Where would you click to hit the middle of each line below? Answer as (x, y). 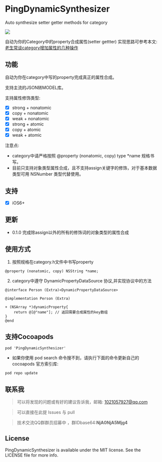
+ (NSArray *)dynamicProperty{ (37, 307)
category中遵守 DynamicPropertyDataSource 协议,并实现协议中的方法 (82, 280)
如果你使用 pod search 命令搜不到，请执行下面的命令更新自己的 (76, 358)
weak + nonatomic (31, 118)
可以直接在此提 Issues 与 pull (46, 412)
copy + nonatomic (30, 113)
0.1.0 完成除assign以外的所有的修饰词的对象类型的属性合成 (71, 232)
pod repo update (21, 373)
